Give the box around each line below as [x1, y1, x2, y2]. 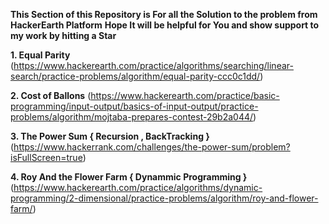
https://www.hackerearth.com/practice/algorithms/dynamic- [13, 182, 263, 193]
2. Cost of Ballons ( [10, 90, 92, 101]
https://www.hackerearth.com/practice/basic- [90, 90, 280, 101]
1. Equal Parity [10, 49, 71, 61]
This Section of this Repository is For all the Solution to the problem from [10, 9, 318, 20]
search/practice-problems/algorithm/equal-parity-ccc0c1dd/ [10, 70, 261, 82]
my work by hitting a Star [10, 30, 117, 41]
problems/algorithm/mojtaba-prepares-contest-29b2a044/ [10, 111, 254, 123]
